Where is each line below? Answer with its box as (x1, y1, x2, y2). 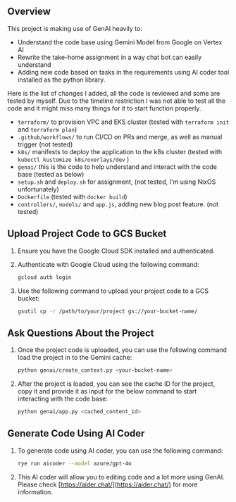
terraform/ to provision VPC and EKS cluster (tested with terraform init (17, 118, 230, 126)
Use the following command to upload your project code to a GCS (17, 287, 209, 295)
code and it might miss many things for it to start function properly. (7, 103, 201, 112)
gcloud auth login (17, 274, 72, 281)
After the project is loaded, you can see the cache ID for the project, (17, 379, 216, 388)
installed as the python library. (17, 75, 106, 84)
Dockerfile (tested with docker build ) (17, 192, 128, 201)
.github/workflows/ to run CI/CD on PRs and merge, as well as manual (17, 132, 223, 141)
